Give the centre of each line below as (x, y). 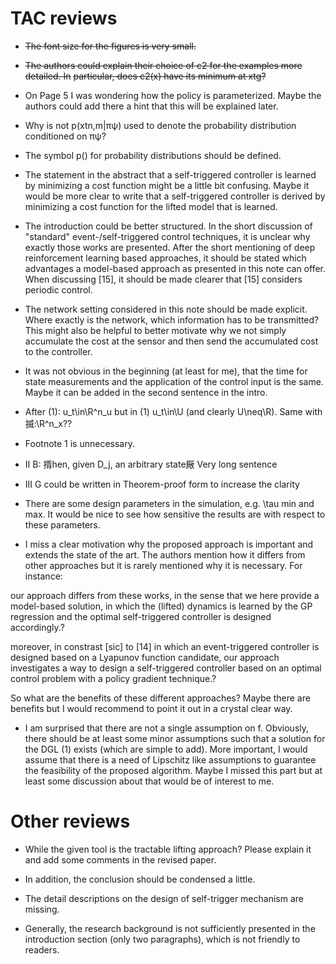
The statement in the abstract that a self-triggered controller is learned (170, 174)
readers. (42, 949)
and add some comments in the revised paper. (120, 859)
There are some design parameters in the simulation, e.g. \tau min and (169, 503)
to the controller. (58, 351)
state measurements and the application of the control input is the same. (174, 381)
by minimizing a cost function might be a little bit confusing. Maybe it (167, 185)
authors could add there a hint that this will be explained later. (151, 106)
